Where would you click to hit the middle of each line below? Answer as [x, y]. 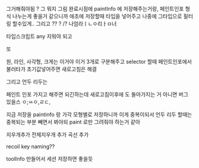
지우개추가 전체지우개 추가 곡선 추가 [48, 135]
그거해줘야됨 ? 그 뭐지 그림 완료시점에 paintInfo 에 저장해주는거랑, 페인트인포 [95, 9]
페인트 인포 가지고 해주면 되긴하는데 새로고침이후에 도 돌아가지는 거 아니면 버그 [97, 94]
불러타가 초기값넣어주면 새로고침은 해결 [51, 69]
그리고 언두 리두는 [27, 82]
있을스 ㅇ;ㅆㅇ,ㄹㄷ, [29, 102]
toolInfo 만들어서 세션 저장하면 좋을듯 [50, 159]
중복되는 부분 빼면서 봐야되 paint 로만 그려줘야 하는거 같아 [73, 122]
